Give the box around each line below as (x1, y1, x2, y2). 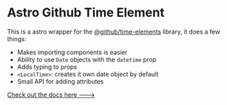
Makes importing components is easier (17, 48, 128, 56)
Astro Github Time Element (7, 5, 165, 21)
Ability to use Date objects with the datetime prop (17, 55, 157, 63)
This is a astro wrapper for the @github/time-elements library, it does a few (7, 27, 220, 36)
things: (7, 34, 27, 43)
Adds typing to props (17, 62, 78, 71)
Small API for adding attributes (17, 77, 105, 85)
